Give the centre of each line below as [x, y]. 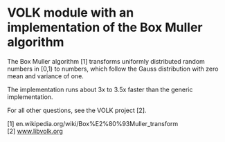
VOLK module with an [71, 13]
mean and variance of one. [46, 76]
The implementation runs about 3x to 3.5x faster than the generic [100, 89]
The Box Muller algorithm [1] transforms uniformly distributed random [106, 61]
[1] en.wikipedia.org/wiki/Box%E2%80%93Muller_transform [93, 123]
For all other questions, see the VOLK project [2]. [77, 110]
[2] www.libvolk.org [35, 131]
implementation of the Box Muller [105, 27]
